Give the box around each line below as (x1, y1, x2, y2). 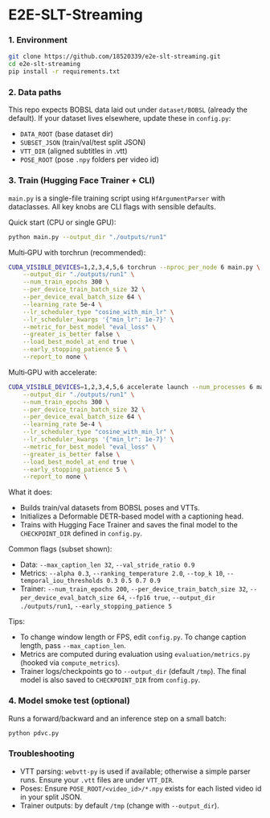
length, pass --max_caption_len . (19, 641, 127, 651)
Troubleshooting (8, 748, 75, 759)
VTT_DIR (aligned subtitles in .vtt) (19, 147, 128, 156)
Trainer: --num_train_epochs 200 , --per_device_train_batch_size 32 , (19, 584, 248, 593)
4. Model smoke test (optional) (8, 695, 130, 706)
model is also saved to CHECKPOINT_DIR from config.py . (19, 675, 201, 685)
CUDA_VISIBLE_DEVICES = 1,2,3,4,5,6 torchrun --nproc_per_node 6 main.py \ (8, 263, 261, 271)
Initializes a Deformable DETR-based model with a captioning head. (19, 511, 243, 521)
